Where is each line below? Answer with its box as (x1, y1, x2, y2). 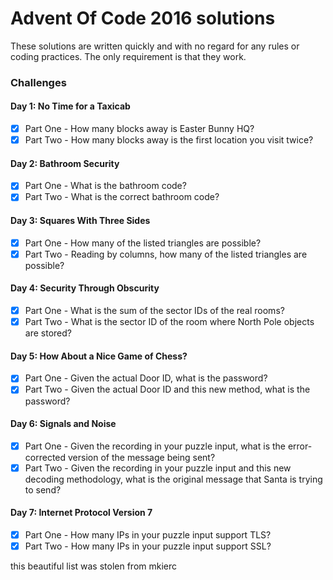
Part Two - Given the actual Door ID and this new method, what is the (24, 383, 311, 396)
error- (287, 440, 313, 452)
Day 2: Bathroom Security (10, 157, 120, 169)
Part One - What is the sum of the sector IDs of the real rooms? (24, 305, 285, 317)
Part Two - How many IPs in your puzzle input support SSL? (24, 540, 272, 552)
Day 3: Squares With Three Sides (10, 215, 151, 227)
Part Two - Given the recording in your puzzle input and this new (24, 462, 292, 474)
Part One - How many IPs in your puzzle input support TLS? (24, 529, 272, 541)
